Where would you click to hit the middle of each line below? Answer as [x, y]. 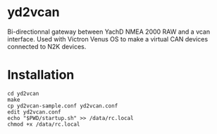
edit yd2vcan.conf [34, 112]
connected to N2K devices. [47, 46]
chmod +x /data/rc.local [44, 124]
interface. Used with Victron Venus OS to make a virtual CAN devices [108, 39]
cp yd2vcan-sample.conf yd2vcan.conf [63, 106]
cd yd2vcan [23, 93]
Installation [41, 75]
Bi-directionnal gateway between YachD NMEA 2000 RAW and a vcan [109, 32]
